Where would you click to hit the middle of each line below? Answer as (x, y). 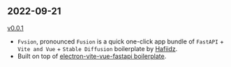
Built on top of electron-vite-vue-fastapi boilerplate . (92, 56)
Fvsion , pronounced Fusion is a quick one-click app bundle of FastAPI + (121, 41)
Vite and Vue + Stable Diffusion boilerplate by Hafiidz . (97, 48)
